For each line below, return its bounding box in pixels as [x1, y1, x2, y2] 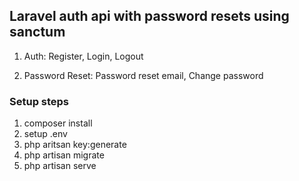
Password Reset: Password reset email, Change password [23, 69, 264, 81]
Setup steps [9, 94, 70, 108]
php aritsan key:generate [23, 139, 127, 151]
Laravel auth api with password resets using [9, 8, 290, 25]
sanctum [9, 24, 66, 41]
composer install [23, 117, 93, 129]
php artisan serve [23, 160, 97, 172]
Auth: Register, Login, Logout [23, 50, 144, 62]
